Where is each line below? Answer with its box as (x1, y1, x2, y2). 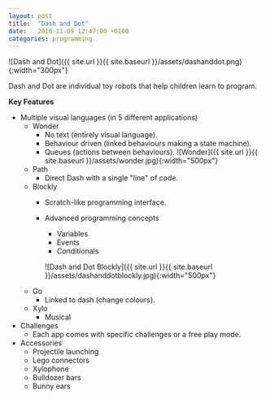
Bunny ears (32, 381, 71, 391)
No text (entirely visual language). (44, 130, 158, 140)
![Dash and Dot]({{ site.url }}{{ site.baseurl (8, 57, 150, 67)
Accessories (20, 338, 63, 348)
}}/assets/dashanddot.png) (151, 57, 242, 67)
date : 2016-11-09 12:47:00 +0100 (8, 27, 129, 35)
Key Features (8, 97, 55, 106)
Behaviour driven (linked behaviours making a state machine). (44, 139, 252, 149)
